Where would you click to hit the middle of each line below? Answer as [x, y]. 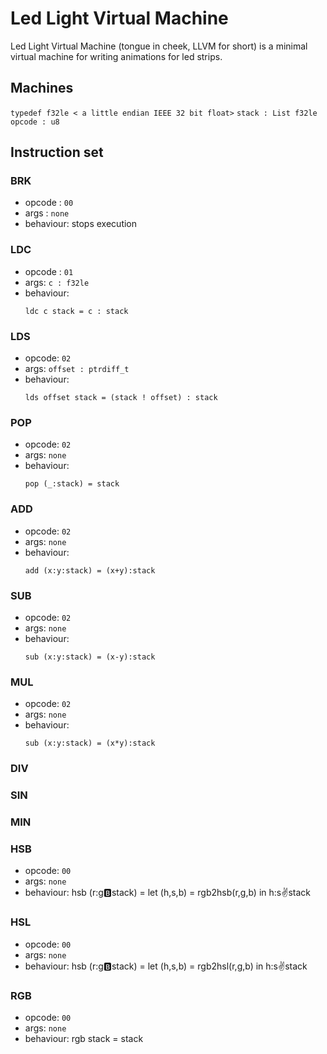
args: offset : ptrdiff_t [77, 369]
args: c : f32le [57, 282]
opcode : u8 [35, 122]
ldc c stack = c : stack [76, 311]
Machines [42, 88]
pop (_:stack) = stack [72, 484]
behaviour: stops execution [81, 224]
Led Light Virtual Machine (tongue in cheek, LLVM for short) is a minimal [159, 46]
